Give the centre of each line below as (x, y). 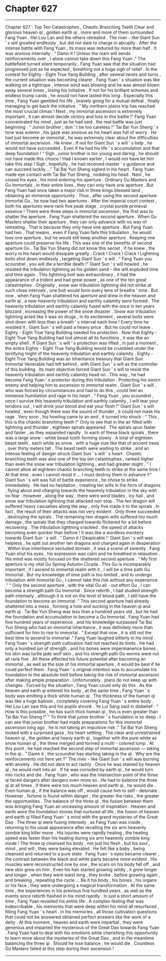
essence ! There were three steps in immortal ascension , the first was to (79, 211)
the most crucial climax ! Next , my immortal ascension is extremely (74, 111)
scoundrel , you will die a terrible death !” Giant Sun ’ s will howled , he (77, 264)
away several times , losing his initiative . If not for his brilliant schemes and (82, 90)
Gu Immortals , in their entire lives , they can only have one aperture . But (79, 185)
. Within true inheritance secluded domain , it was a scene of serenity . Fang (83, 548)
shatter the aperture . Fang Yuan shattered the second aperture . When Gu (81, 217)
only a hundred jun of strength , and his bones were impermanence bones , (82, 648)
